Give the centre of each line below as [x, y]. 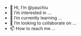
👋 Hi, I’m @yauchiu [29, 8]
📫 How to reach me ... [32, 28]
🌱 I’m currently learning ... [36, 18]
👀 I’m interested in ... [30, 13]
